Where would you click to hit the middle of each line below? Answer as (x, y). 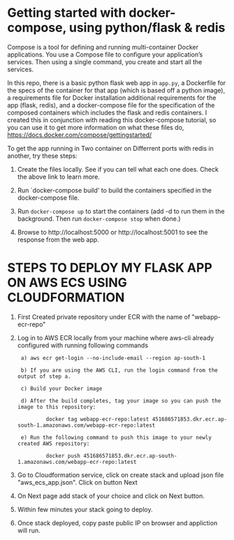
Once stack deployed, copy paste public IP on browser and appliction (117, 523)
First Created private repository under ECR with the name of (104, 316)
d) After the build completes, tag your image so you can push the (121, 401)
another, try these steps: (43, 156)
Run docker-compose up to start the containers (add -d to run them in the (121, 211)
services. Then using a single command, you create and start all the (105, 61)
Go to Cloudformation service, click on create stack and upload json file (120, 475)
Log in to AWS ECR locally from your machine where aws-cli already (116, 337)
